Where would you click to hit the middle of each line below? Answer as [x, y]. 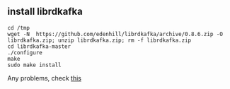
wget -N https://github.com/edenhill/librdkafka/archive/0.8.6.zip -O [115, 34]
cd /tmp [19, 28]
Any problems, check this [44, 78]
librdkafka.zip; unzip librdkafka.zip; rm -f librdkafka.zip [99, 40]
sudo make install [34, 65]
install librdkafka [45, 12]
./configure [25, 52]
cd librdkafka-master [39, 46]
